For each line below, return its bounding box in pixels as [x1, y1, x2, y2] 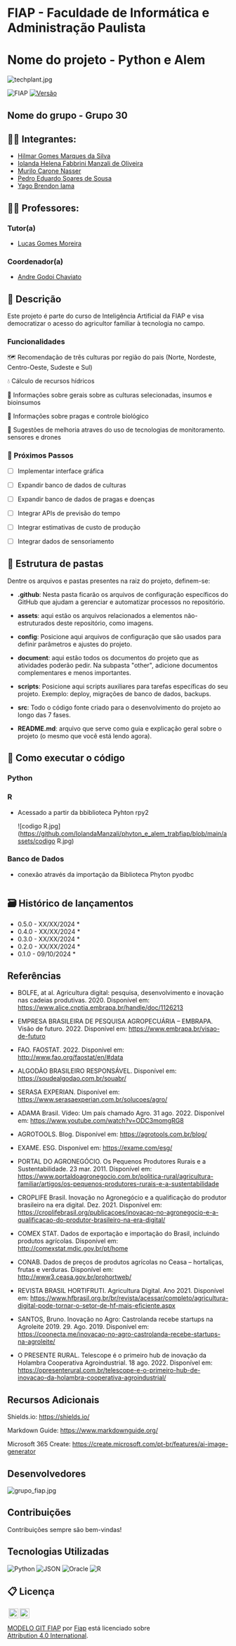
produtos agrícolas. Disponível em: [17, 1237, 119, 1245]
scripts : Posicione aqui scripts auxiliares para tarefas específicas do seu [17, 682, 228, 690]
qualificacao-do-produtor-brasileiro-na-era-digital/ [17, 1216, 166, 1224]
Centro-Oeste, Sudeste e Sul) [7, 364, 93, 372]
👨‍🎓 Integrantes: [7, 133, 77, 145]
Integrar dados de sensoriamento [17, 537, 114, 546]
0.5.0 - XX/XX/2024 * [17, 920, 80, 928]
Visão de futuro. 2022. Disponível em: [17, 1024, 128, 1033]
